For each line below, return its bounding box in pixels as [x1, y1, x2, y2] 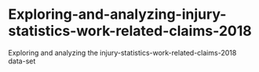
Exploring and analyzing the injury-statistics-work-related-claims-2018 [8, 48, 237, 57]
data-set [8, 56, 36, 66]
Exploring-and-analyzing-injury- [8, 5, 227, 23]
